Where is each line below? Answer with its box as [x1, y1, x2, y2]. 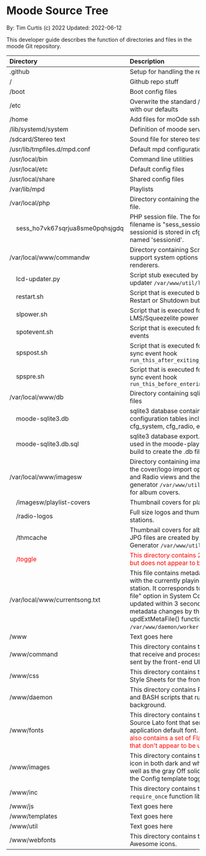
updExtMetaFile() [129, 615, 180, 623]
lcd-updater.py [16, 274, 60, 283]
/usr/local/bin [9, 155, 48, 163]
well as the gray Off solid [129, 766, 201, 775]
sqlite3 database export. [129, 432, 200, 440]
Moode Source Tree [6, 4, 109, 18]
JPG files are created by [129, 533, 199, 542]
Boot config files [129, 87, 177, 96]
